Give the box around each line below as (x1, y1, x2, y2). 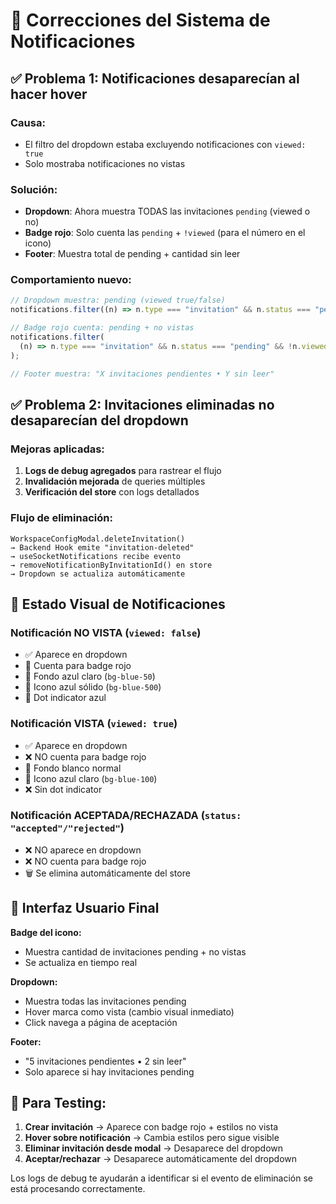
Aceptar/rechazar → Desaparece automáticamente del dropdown (24, 1153, 298, 1165)
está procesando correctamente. (10, 1183, 146, 1195)
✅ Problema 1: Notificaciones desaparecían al (10, 70, 300, 87)
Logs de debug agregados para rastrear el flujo (24, 465, 222, 477)
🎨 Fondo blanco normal (24, 762, 122, 774)
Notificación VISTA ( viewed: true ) (10, 717, 178, 731)
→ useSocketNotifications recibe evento (10, 551, 182, 561)
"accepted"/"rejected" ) (10, 821, 125, 835)
